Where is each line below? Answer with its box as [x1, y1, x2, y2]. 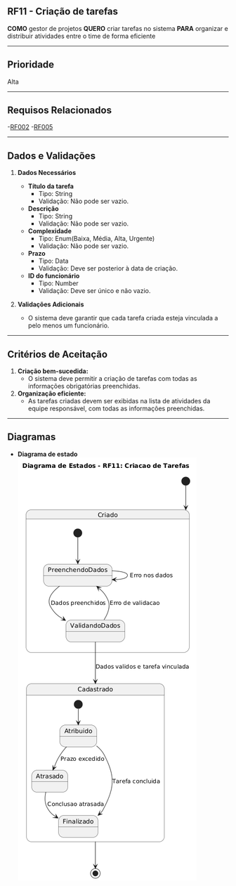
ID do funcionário [27, 272, 80, 280]
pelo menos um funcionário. [27, 321, 110, 330]
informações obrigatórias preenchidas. [27, 382, 140, 391]
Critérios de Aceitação [7, 348, 107, 360]
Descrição [27, 204, 59, 213]
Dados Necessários [17, 169, 76, 177]
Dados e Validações [7, 150, 96, 162]
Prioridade [7, 59, 55, 71]
